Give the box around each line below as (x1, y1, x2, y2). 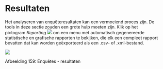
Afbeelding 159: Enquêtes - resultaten (5, 58, 81, 64)
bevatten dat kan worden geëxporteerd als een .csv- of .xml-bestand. (5, 40, 144, 46)
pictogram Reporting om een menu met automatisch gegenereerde (5, 29, 145, 35)
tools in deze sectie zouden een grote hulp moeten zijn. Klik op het (5, 24, 138, 29)
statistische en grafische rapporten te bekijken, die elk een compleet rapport (5, 35, 158, 41)
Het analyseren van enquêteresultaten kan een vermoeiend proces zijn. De (5, 19, 155, 25)
